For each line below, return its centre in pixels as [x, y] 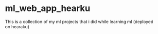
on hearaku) [17, 26]
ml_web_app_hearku [48, 8]
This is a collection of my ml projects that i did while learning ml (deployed [79, 22]
